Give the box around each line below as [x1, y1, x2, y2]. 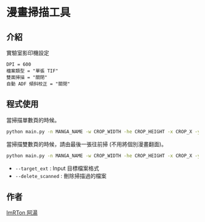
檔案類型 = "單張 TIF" [6, 68, 59, 74]
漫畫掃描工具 [6, 6, 71, 20]
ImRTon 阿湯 [6, 209, 38, 216]
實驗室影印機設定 [6, 50, 49, 56]
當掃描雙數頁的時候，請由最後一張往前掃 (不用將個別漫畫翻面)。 [6, 140, 167, 147]
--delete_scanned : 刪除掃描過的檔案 [15, 172, 107, 179]
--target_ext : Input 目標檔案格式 [15, 165, 99, 172]
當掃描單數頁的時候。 [6, 116, 60, 124]
